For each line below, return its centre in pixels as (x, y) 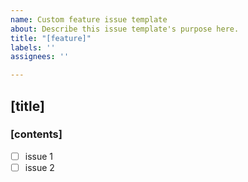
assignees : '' (40, 57)
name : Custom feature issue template (89, 19)
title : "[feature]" (51, 38)
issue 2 (39, 167)
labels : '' (33, 47)
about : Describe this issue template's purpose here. (125, 29)
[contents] (36, 134)
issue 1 (39, 156)
